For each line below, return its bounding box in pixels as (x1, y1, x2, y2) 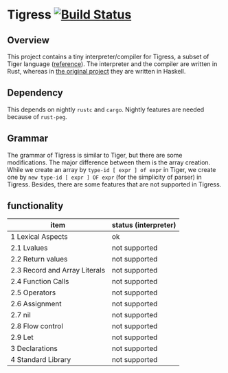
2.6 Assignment (10, 299, 62, 309)
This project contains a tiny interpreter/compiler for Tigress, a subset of (7, 52, 209, 61)
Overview (7, 34, 50, 46)
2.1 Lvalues (10, 243, 48, 253)
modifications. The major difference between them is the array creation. (7, 158, 211, 167)
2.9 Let (10, 332, 34, 342)
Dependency (7, 87, 63, 99)
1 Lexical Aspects (10, 232, 69, 242)
